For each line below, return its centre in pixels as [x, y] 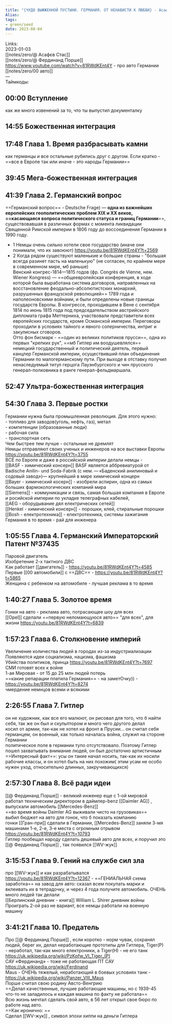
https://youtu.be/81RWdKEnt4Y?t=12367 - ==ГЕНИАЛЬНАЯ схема [76, 878]
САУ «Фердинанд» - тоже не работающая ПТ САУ [60, 961]
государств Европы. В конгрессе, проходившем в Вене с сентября [86, 305]
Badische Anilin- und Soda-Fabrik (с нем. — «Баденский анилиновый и [81, 470]
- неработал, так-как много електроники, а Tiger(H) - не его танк [77, 951]
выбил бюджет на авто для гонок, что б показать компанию [71, 817]
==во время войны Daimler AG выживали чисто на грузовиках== [76, 812]
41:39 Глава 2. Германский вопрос [63, 195]
